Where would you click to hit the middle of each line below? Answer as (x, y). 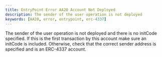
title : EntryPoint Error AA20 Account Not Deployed (60, 10)
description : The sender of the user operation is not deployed (74, 14)
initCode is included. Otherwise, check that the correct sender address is (81, 44)
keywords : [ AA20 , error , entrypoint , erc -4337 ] (56, 19)
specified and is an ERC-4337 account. (46, 49)
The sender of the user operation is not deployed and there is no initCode (81, 33)
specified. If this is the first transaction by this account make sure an (76, 38)
